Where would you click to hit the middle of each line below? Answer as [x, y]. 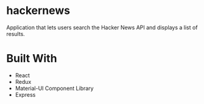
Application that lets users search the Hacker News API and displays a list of [102, 27]
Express [25, 94]
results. [16, 33]
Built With [32, 59]
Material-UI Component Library [54, 88]
